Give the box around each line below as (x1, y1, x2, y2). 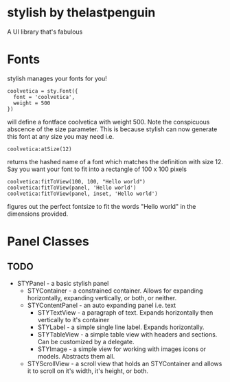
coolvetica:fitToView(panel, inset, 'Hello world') (7, 190, 158, 197)
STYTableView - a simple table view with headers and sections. (37, 330, 218, 338)
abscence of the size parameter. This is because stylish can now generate (7, 125, 218, 133)
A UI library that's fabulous (7, 27, 83, 36)
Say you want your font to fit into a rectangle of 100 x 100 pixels (7, 165, 187, 173)
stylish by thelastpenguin (7, 5, 156, 21)
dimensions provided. (7, 210, 69, 218)
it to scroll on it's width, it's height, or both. (27, 366, 149, 375)
